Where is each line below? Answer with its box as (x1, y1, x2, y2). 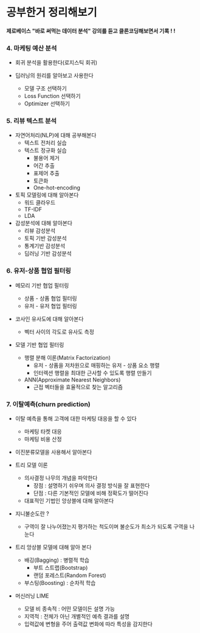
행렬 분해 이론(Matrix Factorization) (24, 354, 111, 361)
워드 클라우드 (24, 199, 56, 206)
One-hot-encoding (33, 184, 81, 192)
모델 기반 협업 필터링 (15, 341, 64, 348)
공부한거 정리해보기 (6, 5, 97, 19)
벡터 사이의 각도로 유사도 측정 (24, 328, 94, 335)
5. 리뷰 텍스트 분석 (6, 117, 57, 125)
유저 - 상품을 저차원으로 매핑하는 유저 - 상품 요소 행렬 (33, 362, 160, 369)
